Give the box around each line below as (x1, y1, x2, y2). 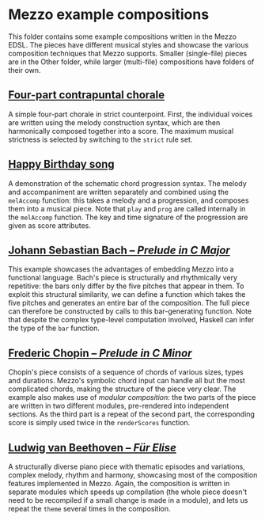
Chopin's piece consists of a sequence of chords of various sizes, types (8, 367, 244, 377)
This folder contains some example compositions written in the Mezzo (8, 32, 237, 41)
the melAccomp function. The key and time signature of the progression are (8, 212, 248, 222)
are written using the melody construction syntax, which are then (8, 117, 221, 127)
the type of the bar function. (8, 323, 100, 333)
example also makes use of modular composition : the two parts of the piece (8, 393, 256, 402)
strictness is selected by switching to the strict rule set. (8, 135, 193, 144)
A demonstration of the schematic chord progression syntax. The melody (8, 178, 247, 188)
